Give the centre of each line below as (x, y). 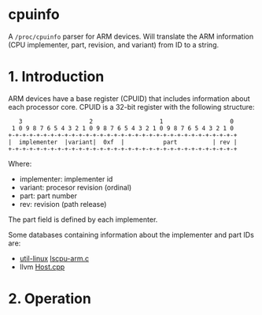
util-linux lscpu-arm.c (54, 258)
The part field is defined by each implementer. (83, 219)
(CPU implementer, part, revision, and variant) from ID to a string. (113, 44)
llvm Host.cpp (42, 267)
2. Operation (50, 299)
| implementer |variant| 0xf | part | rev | (123, 142)
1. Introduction (56, 77)
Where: (20, 163)
